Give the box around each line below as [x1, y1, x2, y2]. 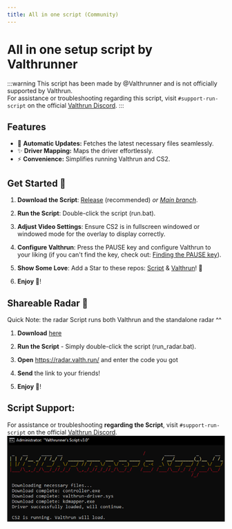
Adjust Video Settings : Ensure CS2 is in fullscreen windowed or [17, 223, 200, 231]
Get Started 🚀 [7, 177, 66, 189]
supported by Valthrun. [7, 86, 73, 94]
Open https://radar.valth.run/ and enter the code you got [17, 356, 178, 363]
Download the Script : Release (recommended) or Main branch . [17, 196, 198, 204]
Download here [17, 329, 62, 337]
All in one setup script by [7, 41, 153, 57]
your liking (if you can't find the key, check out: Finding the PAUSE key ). [17, 250, 222, 259]
